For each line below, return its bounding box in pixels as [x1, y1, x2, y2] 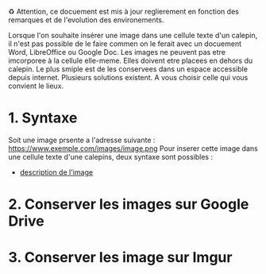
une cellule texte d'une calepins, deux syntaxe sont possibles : [8, 152, 213, 161]
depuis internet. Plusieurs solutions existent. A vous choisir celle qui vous [8, 73, 249, 82]
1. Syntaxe [8, 109, 78, 127]
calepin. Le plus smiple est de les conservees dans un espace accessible [8, 64, 249, 74]
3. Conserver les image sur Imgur [8, 249, 233, 267]
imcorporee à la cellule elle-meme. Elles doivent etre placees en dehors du [8, 56, 253, 65]
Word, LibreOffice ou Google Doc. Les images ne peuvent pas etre [8, 48, 226, 56]
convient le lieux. [8, 81, 64, 91]
